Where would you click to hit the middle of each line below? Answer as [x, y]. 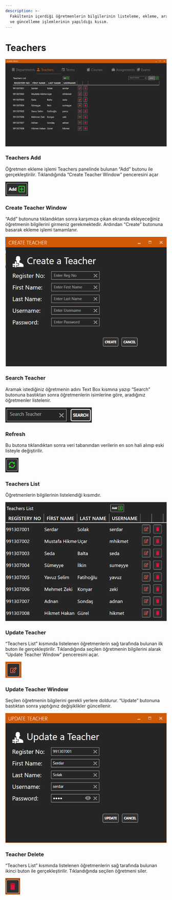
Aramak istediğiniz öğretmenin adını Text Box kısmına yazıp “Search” [78, 389]
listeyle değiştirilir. [24, 451]
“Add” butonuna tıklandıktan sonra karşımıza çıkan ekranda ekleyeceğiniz [83, 219]
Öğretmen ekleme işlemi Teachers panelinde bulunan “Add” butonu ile [79, 169]
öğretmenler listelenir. [28, 400]
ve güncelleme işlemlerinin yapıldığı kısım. [59, 22]
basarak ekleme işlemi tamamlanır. [42, 230]
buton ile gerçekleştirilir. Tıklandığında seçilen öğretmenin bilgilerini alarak [83, 649]
